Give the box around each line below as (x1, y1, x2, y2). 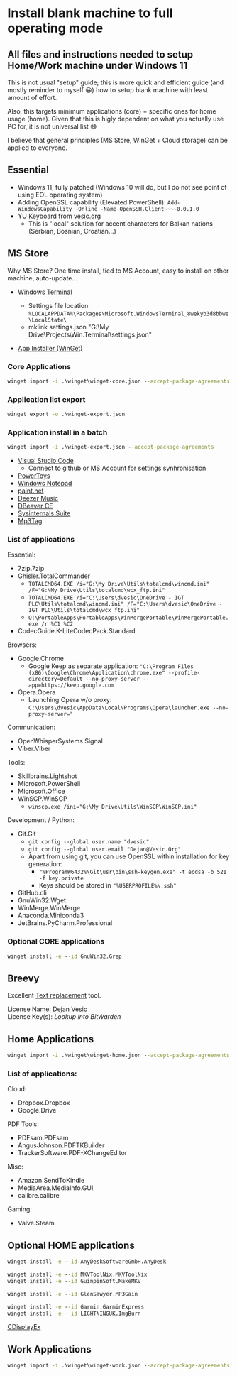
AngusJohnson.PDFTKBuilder (17, 1141, 105, 1150)
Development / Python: (7, 816, 75, 824)
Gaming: (7, 1205, 32, 1213)
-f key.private (38, 875, 84, 882)
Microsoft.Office (17, 787, 65, 796)
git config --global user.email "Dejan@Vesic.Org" (28, 846, 182, 853)
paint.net (17, 486, 44, 495)
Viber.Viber (17, 744, 51, 753)
